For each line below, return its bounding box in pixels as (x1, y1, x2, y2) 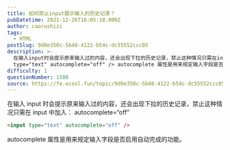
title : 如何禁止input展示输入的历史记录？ (7, 10, 116, 17)
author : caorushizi (7, 23, 63, 29)
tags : (7, 29, 23, 36)
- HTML (13, 36, 32, 42)
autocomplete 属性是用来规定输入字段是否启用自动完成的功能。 (7, 135, 186, 144)
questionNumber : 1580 (7, 73, 69, 81)
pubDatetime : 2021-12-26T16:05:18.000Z (7, 16, 121, 23)
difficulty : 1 (7, 67, 48, 74)
